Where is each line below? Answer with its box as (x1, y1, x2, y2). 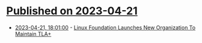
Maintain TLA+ (14, 30, 52, 37)
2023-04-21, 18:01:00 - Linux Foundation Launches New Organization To (14, 24, 196, 31)
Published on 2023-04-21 (6, 4, 138, 18)
